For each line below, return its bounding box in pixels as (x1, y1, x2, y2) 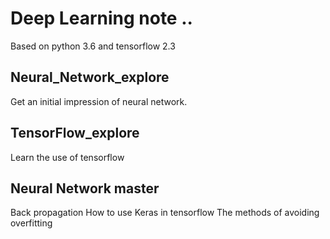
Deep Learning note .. (10, 7, 193, 30)
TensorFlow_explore (10, 125, 140, 142)
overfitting (10, 217, 53, 229)
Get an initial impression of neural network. (10, 95, 188, 107)
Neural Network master (10, 180, 160, 197)
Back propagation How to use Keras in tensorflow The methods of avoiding (10, 207, 320, 219)
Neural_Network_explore (10, 69, 170, 86)
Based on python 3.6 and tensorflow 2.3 (10, 40, 176, 52)
